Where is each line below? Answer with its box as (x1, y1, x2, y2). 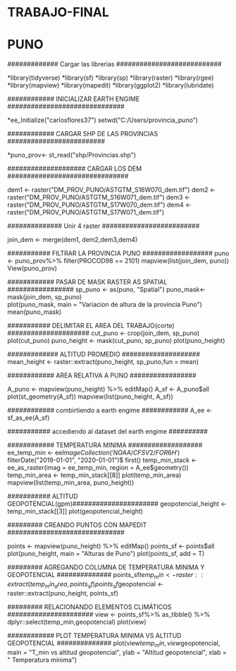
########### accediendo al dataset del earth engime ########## (7, 428, 208, 436)
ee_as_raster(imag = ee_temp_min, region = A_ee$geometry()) (7, 464, 189, 472)
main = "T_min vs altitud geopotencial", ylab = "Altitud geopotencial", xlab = (7, 648, 227, 656)
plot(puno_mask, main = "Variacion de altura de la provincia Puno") (7, 301, 203, 309)
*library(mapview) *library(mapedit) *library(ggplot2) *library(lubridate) (7, 81, 214, 90)
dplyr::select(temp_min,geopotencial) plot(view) (7, 617, 147, 626)
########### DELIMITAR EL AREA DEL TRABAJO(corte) (7, 322, 175, 330)
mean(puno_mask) (7, 308, 62, 316)
